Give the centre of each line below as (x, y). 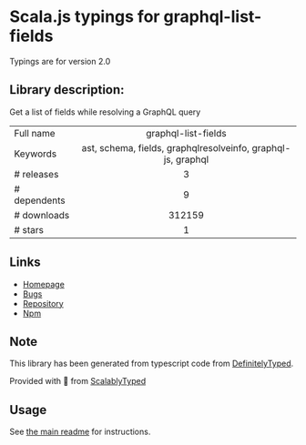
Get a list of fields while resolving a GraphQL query (105, 112)
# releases (36, 174)
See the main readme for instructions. (80, 432)
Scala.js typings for (85, 17)
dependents (40, 200)
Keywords (36, 154)
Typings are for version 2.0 (60, 61)
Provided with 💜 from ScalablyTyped (78, 381)
